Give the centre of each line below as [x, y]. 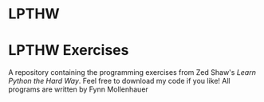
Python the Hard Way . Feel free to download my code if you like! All [119, 81]
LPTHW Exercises [69, 51]
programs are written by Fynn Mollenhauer [79, 89]
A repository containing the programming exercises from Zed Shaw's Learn [132, 73]
